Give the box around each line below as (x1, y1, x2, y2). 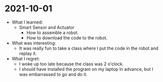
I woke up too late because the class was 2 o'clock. (19, 61, 124, 67)
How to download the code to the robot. (26, 35, 108, 41)
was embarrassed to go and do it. (19, 71, 88, 77)
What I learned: (11, 19, 43, 25)
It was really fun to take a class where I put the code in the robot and (19, 45, 159, 51)
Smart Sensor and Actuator (19, 24, 75, 30)
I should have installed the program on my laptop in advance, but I (19, 66, 153, 72)
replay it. (19, 50, 37, 56)
